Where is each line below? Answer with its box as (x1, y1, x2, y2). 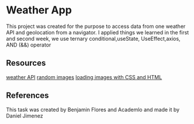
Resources (6, 58, 46, 68)
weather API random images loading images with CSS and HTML (6, 73, 162, 80)
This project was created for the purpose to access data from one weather (6, 23, 186, 30)
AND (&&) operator (6, 41, 51, 48)
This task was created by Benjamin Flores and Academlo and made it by (6, 106, 180, 113)
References (6, 91, 49, 101)
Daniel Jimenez (6, 112, 43, 119)
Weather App (6, 3, 72, 17)
